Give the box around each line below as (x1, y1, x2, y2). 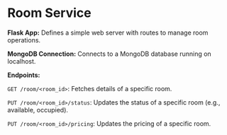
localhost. (7, 57, 36, 65)
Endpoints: (7, 71, 40, 79)
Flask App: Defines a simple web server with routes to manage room (7, 28, 209, 37)
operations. (7, 35, 41, 44)
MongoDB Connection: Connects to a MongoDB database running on (7, 49, 211, 58)
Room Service (7, 5, 92, 21)
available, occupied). (7, 105, 69, 114)
